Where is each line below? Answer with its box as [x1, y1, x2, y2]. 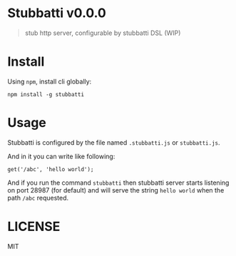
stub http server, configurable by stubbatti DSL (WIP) [24, 29, 181, 37]
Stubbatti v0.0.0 [7, 5, 107, 21]
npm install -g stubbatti [7, 91, 84, 98]
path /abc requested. [7, 193, 69, 202]
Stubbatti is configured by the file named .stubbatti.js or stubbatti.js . [7, 138, 220, 147]
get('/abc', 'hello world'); [7, 165, 94, 173]
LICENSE [7, 219, 61, 235]
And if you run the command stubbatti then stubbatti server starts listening [7, 178, 230, 187]
